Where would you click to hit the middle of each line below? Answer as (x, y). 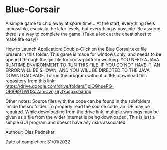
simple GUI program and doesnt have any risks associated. (66, 122)
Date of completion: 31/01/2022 (38, 142)
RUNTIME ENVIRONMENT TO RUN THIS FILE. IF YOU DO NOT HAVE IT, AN (83, 65)
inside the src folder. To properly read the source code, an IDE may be (78, 106)
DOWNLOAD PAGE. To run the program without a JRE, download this (76, 75)
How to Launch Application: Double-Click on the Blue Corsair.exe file (76, 49)
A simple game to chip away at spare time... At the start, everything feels (80, 23)
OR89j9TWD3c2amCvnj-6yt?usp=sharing (48, 91)
